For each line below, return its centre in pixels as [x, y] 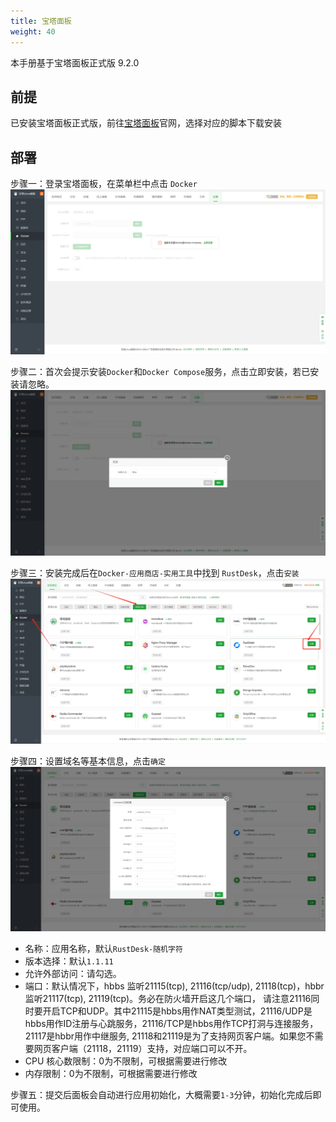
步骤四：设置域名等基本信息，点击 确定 [88, 761]
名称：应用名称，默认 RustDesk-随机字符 [103, 949]
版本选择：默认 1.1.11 [69, 961]
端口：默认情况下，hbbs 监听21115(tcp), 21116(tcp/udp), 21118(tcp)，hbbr [174, 986]
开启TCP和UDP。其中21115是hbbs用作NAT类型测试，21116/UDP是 [177, 1011]
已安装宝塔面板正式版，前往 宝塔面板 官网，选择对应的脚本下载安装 [146, 123]
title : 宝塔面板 [41, 21]
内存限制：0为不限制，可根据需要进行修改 [111, 1074]
